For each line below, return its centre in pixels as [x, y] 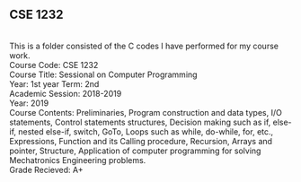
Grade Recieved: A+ [46, 169]
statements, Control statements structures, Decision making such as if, [140, 122]
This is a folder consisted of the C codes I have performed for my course [144, 46]
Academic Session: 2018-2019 [66, 93]
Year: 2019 [29, 103]
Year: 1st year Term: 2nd [54, 83]
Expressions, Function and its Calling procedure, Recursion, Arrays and [141, 141]
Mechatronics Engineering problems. [78, 160]
